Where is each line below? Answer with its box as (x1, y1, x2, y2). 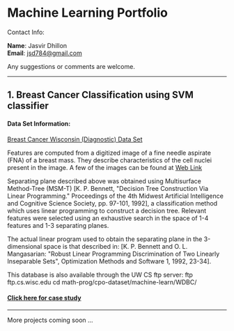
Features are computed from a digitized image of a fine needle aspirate (7, 148, 211, 157)
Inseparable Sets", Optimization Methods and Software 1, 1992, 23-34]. (7, 256, 212, 265)
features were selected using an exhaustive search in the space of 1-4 (7, 214, 209, 222)
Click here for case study (7, 294, 81, 302)
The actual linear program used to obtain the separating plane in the (7, 235, 203, 243)
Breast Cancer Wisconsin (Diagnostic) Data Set (7, 134, 143, 144)
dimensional (7, 242, 42, 250)
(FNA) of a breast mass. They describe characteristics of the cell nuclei (7, 155, 212, 164)
